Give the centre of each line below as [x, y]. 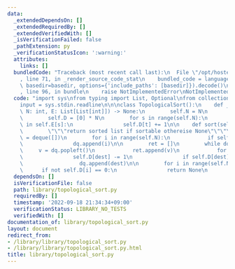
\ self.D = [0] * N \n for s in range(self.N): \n [114, 118]
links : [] [34, 66]
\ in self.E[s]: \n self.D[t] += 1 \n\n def [111, 124]
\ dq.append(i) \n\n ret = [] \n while [120, 144]
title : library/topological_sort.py [60, 255]
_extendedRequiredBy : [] [50, 27]
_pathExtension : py [42, 46]
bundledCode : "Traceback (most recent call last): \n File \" [106, 72]
